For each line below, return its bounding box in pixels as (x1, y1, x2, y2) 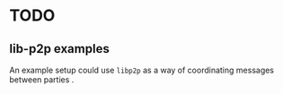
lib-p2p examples (9, 41, 110, 56)
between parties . (9, 74, 75, 85)
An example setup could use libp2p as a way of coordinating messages (9, 64, 275, 75)
